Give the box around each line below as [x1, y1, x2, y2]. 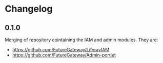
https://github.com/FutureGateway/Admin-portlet [12, 52, 116, 58]
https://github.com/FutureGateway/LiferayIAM [12, 47, 110, 52]
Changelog [5, 3, 53, 15]
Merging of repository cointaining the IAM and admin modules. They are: [5, 37, 158, 43]
